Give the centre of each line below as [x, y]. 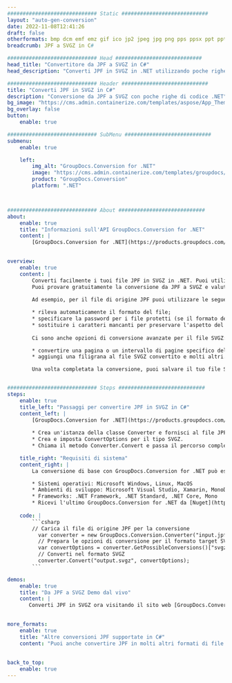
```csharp [46, 522]
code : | [30, 516]
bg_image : [21, 103]
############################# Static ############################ [108, 13]
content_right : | [45, 465]
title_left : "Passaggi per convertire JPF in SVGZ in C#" [105, 407]
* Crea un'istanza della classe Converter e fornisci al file [123, 433]
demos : [17, 579]
